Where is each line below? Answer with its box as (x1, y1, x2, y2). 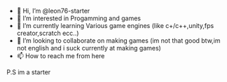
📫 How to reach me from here (16, 52, 105, 60)
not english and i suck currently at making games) (16, 44, 162, 52)
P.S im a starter (6, 68, 51, 76)
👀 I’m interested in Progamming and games (16, 14, 142, 22)
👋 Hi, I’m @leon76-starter (16, 7, 90, 15)
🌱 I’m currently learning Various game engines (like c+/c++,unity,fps (16, 22, 214, 29)
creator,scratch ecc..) (16, 29, 79, 37)
